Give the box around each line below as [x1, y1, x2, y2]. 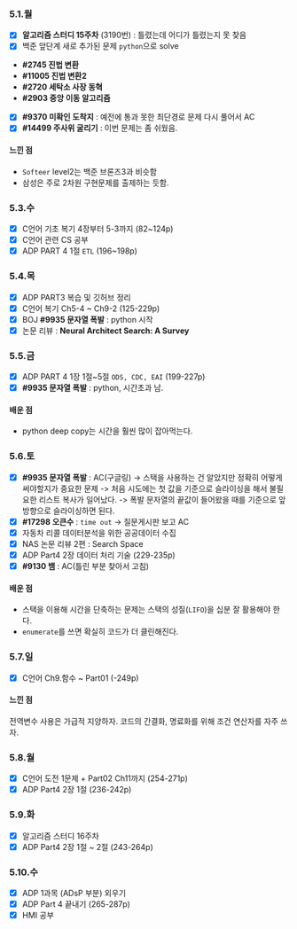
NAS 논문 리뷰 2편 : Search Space [21, 538, 144, 549]
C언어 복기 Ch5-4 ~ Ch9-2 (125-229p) [21, 303, 160, 314]
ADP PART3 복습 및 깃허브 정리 [21, 292, 131, 302]
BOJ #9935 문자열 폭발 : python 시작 [21, 314, 153, 324]
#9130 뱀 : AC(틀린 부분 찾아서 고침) [21, 561, 149, 572]
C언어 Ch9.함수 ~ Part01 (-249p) [21, 672, 139, 683]
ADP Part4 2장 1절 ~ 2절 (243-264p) [21, 841, 153, 852]
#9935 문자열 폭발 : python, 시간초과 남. [21, 383, 164, 394]
